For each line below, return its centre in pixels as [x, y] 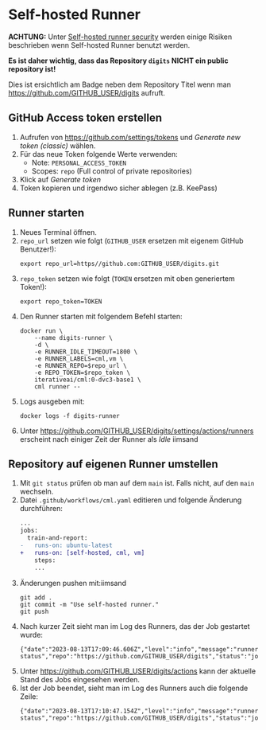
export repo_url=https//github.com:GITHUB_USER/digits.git [120, 264]
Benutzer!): [38, 249]
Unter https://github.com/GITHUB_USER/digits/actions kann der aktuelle [138, 671]
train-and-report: [58, 538]
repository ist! [32, 68]
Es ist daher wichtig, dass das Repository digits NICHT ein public [118, 61]
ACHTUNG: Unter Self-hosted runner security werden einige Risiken [120, 37]
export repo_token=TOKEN [61, 301]
